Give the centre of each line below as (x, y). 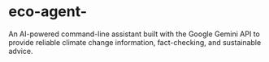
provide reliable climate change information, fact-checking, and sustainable (135, 42)
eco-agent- (48, 12)
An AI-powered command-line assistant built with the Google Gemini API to (134, 34)
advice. (21, 51)
